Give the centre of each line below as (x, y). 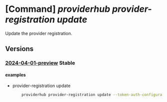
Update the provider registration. (39, 33)
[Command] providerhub (58, 9)
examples (15, 75)
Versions (19, 49)
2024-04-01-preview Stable (40, 63)
